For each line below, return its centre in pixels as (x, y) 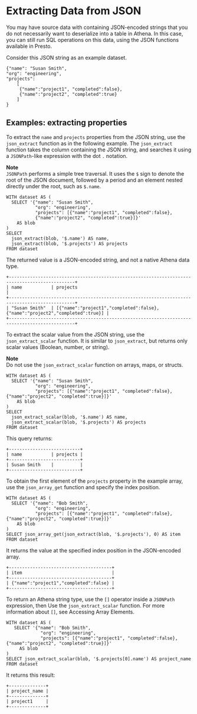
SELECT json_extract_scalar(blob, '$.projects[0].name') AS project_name (99, 659)
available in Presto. (29, 46)
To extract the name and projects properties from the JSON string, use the (96, 137)
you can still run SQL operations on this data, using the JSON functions (92, 40)
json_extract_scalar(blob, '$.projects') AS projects (79, 422)
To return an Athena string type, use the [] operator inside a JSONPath (91, 599)
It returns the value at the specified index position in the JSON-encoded (93, 550)
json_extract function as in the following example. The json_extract (89, 143)
